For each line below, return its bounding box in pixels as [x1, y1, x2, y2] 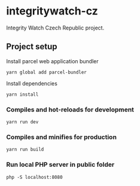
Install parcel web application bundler [6, 57, 99, 64]
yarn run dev [6, 119, 39, 125]
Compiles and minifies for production [6, 132, 117, 141]
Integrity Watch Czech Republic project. [6, 24, 105, 31]
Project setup [6, 42, 58, 52]
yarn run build [6, 146, 44, 153]
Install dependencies [6, 79, 58, 87]
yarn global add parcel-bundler [6, 69, 87, 75]
